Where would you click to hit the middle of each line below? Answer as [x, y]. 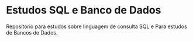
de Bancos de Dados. [32, 32]
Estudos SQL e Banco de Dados [84, 10]
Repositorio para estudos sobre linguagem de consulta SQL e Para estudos [96, 26]
